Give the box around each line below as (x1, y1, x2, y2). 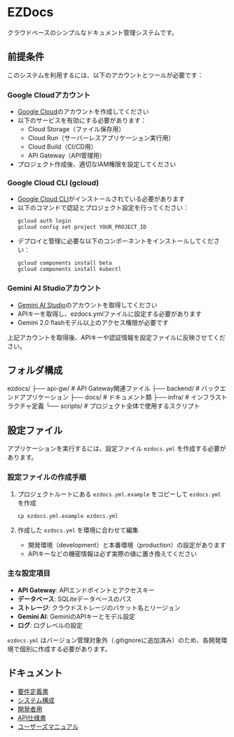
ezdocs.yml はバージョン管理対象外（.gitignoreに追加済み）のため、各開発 (7, 636, 221, 644)
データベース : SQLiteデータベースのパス (17, 595, 132, 603)
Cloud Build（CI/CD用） (27, 142, 97, 151)
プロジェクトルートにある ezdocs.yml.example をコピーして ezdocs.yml (17, 489, 221, 498)
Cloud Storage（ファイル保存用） (27, 125, 125, 133)
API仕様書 (17, 713, 47, 722)
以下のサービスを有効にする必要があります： (17, 117, 147, 125)
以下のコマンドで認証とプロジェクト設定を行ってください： (17, 204, 189, 212)
